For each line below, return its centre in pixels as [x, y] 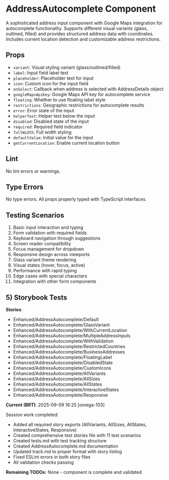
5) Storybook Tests [36, 297]
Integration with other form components [55, 281]
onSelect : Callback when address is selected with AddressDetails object [88, 89]
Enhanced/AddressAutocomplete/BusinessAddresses [69, 352]
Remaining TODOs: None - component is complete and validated [74, 472]
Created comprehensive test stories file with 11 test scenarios [77, 435]
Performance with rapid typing [45, 271]
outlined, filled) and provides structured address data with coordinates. [80, 34]
